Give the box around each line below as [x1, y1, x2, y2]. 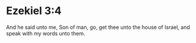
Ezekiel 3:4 [6, 4, 62, 18]
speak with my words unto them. [6, 29, 85, 37]
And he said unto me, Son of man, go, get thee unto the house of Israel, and [6, 24, 190, 31]
